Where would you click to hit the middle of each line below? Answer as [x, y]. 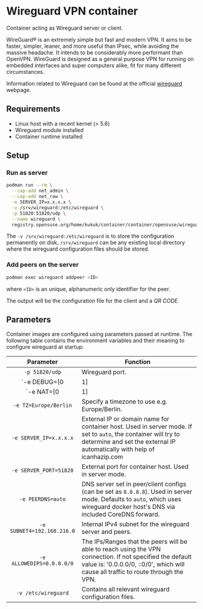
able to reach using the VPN [121, 549]
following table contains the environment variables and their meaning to [95, 341]
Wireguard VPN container [72, 11]
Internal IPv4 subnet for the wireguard [135, 524]
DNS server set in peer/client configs [134, 484]
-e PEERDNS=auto [43, 499]
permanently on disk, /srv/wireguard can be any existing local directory [96, 243]
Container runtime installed [49, 136]
